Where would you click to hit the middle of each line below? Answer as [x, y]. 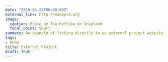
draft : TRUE [18, 51]
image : [12, 19]
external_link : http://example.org [43, 14]
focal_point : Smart [30, 28]
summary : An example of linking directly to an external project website [84, 33]
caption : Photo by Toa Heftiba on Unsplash [56, 24]
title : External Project [31, 47]
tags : [11, 38]
